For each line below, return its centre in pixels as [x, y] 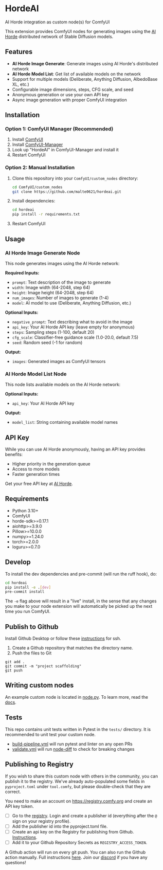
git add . [15, 662]
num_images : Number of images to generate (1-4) [60, 298]
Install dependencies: [34, 201]
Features [19, 52]
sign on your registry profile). [41, 821]
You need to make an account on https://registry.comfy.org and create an [79, 801]
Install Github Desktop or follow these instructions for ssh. [63, 638]
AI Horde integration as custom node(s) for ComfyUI [57, 22]
